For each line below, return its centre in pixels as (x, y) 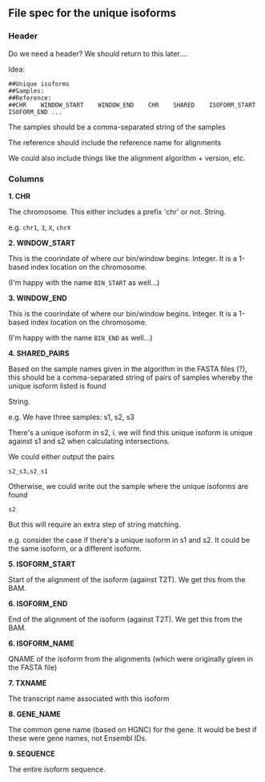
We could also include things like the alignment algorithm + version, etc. (127, 158)
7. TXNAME (28, 682)
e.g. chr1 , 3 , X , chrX (40, 227)
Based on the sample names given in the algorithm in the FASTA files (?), (128, 369)
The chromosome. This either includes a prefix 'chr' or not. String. (117, 211)
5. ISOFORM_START (42, 564)
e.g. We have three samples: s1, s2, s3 (71, 417)
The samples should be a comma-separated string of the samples (117, 127)
